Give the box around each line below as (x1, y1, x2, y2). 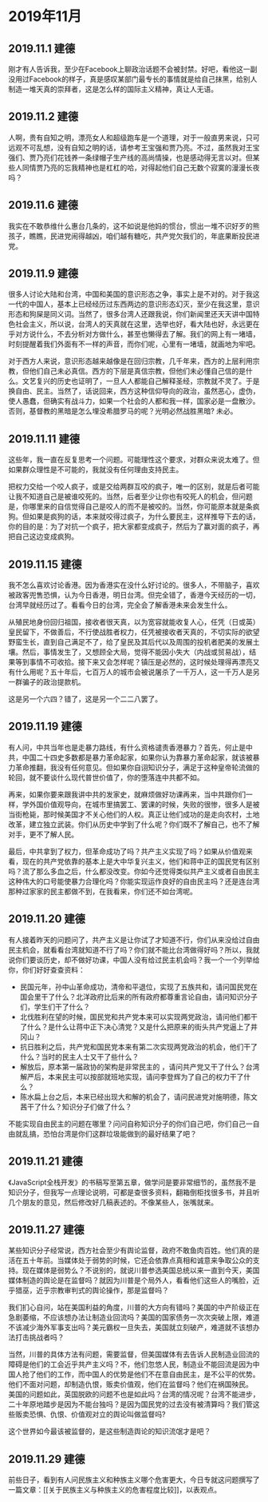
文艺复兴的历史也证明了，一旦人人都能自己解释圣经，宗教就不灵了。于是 (22, 377, 260, 386)
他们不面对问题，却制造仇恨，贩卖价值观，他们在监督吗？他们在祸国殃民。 (8, 1380, 253, 1389)
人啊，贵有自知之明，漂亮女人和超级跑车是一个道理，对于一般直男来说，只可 (8, 133, 260, 142)
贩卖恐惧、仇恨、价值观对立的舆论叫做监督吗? (14, 1409, 166, 1420)
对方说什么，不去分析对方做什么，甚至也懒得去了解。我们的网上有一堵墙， (14, 330, 260, 339)
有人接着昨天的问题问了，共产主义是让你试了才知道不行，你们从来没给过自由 (8, 935, 260, 945)
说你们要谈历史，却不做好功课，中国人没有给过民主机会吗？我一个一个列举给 (8, 955, 260, 965)
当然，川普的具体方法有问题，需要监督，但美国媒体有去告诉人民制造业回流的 (8, 1349, 260, 1360)
